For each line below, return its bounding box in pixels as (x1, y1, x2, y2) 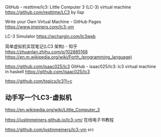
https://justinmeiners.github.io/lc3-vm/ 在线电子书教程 (5, 117, 114, 122)
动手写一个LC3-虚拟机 (5, 94, 72, 102)
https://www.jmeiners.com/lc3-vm (5, 24, 74, 30)
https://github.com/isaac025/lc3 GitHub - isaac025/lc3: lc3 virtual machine (5, 63, 156, 69)
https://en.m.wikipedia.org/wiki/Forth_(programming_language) (5, 54, 133, 60)
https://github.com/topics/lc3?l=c (5, 78, 73, 84)
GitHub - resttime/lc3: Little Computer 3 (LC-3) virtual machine (5, 4, 131, 10)
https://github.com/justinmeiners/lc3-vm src (5, 126, 94, 132)
